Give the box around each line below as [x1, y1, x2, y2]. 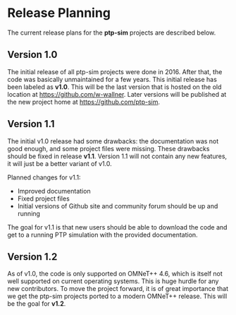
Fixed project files [17, 194, 70, 203]
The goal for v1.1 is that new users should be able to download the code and [7, 222, 228, 231]
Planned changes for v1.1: [7, 173, 81, 182]
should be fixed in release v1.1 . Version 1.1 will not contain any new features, [7, 152, 228, 160]
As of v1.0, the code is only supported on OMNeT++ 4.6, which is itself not [7, 270, 223, 278]
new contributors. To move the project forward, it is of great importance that [7, 285, 229, 293]
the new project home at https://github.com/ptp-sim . [7, 97, 161, 106]
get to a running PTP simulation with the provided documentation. [7, 230, 199, 239]
